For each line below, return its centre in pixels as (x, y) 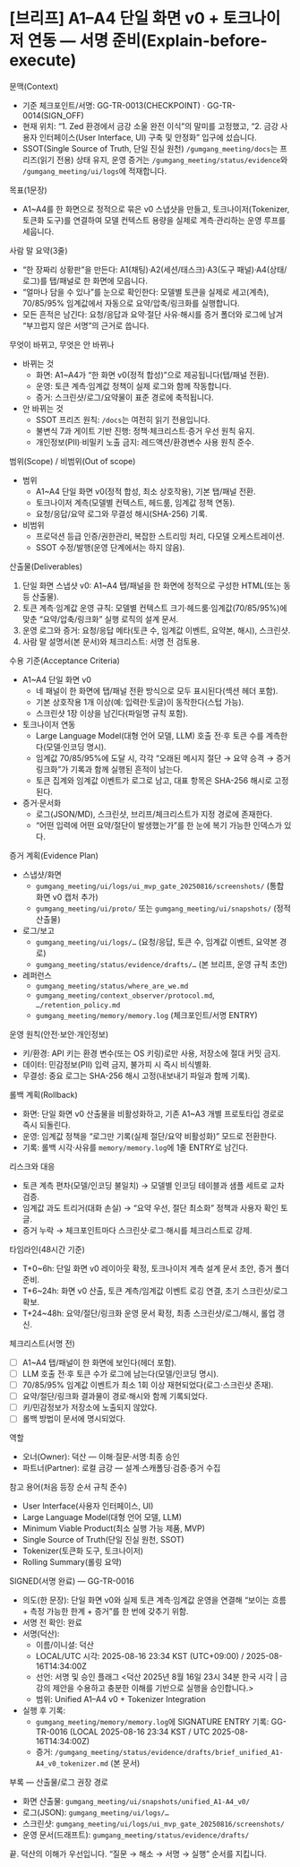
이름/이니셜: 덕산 (64, 1645)
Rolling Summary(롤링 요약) (72, 1562)
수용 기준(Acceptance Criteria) (65, 661)
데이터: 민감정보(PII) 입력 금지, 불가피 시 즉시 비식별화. (117, 1064)
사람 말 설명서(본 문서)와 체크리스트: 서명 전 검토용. (111, 641)
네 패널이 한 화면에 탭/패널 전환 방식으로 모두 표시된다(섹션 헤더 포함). (157, 690)
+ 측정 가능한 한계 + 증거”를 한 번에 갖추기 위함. (105, 1612)
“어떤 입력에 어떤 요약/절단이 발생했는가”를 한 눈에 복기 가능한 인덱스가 (159, 825)
